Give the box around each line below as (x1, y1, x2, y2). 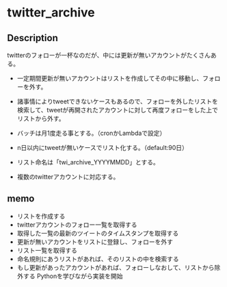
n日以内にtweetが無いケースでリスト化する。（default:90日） (16, 144, 188, 151)
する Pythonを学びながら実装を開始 (23, 272, 123, 280)
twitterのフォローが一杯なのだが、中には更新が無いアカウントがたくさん (7, 51, 211, 59)
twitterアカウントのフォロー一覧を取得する (16, 221, 137, 229)
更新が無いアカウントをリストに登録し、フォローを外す (16, 238, 173, 246)
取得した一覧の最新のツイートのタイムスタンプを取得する (16, 229, 179, 237)
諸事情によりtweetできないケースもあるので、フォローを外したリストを (16, 97, 219, 105)
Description (7, 32, 58, 44)
